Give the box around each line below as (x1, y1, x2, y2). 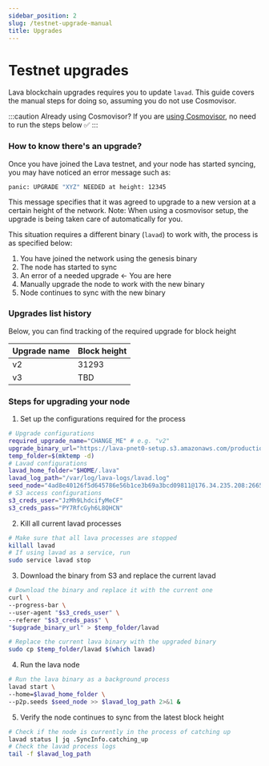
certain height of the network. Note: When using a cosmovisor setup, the (8, 206, 249, 216)
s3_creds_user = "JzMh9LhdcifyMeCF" (8, 496, 124, 505)
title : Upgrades (8, 26, 62, 34)
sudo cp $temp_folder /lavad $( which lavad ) (8, 646, 156, 654)
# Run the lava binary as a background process (8, 675, 171, 683)
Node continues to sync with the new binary (19, 288, 166, 297)
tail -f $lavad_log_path (8, 750, 91, 758)
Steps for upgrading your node (8, 396, 130, 407)
